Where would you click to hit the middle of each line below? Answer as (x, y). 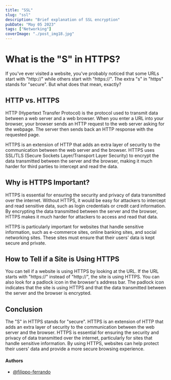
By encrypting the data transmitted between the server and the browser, (81, 211)
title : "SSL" (19, 10)
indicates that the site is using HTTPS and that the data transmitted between (86, 288)
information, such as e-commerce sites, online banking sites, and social (81, 232)
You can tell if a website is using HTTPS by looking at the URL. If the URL (82, 271)
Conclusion (24, 309)
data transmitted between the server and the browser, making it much (79, 161)
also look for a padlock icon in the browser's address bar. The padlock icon (85, 282)
